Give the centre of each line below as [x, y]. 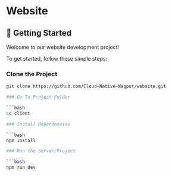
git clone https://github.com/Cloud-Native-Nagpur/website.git [86, 87]
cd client [18, 113]
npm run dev [21, 168]
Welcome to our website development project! [63, 47]
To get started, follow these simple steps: [57, 59]
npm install [21, 140]
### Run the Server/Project [41, 151]
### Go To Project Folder [38, 97]
